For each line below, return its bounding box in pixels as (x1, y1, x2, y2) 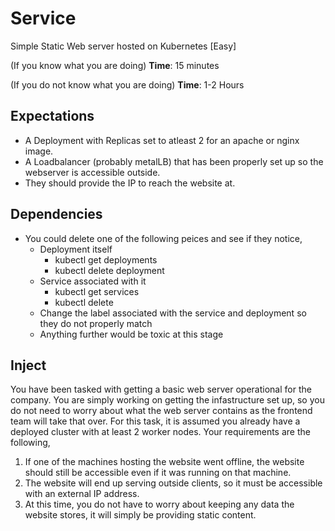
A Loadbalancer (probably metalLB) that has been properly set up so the (24, 155, 324, 167)
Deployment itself (39, 243, 113, 255)
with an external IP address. (24, 488, 140, 500)
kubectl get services (54, 285, 140, 297)
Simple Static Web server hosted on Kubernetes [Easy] (10, 40, 237, 52)
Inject (10, 357, 47, 374)
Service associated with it (39, 275, 147, 287)
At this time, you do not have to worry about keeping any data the (24, 498, 295, 511)
